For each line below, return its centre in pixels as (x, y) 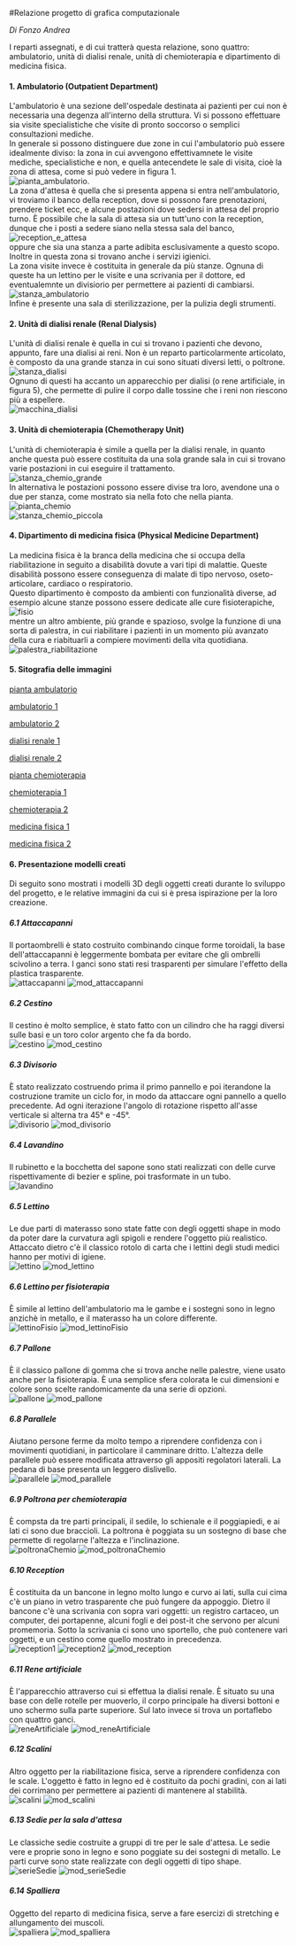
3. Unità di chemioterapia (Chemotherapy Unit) (97, 430)
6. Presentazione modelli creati (68, 864)
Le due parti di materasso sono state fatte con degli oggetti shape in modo (145, 1229)
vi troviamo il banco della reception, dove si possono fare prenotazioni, (138, 200)
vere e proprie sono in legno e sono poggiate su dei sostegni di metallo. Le (145, 1851)
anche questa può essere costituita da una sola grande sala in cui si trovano (148, 459)
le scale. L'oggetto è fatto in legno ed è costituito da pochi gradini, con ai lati (148, 1780)
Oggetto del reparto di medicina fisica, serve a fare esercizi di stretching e (144, 1913)
